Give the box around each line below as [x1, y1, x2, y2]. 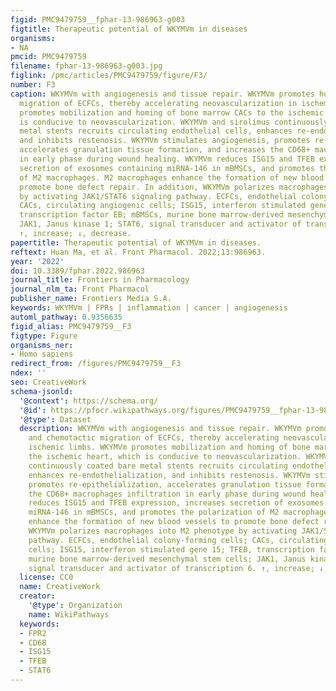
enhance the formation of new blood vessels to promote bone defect [28, 517, 320, 527]
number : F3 [10, 80, 56, 90]
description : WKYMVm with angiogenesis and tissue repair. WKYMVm [19, 424, 302, 434]
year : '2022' [10, 256, 65, 266]
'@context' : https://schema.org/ [19, 396, 159, 406]
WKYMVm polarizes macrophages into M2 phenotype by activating [28, 526, 298, 536]
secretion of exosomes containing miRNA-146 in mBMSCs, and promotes [19, 163, 315, 173]
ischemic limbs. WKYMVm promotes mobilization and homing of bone [28, 442, 311, 453]
